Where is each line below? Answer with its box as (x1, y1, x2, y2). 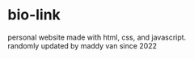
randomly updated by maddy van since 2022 (7, 40, 158, 50)
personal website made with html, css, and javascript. (7, 32, 187, 42)
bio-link (7, 6, 61, 24)
